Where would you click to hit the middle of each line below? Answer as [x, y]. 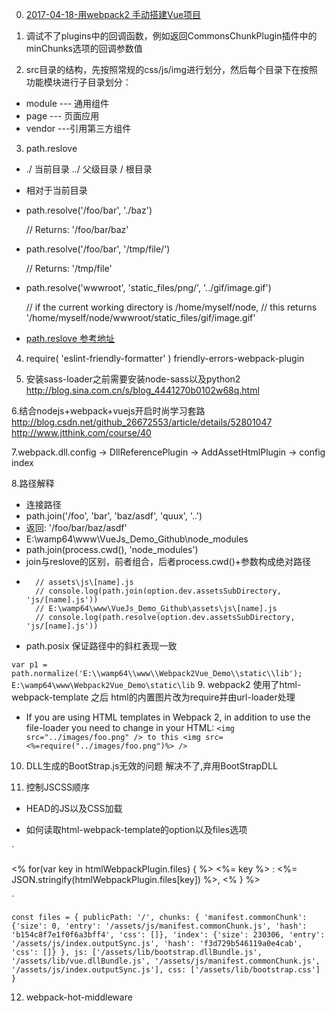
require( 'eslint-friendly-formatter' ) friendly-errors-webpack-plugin [165, 358]
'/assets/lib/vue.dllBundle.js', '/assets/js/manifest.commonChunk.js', [166, 961]
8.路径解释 [33, 483]
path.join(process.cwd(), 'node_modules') [112, 549]
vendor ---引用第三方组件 [78, 128]
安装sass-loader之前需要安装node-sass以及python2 [133, 379]
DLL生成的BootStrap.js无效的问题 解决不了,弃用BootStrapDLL [152, 766]
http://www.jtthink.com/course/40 [81, 432]
